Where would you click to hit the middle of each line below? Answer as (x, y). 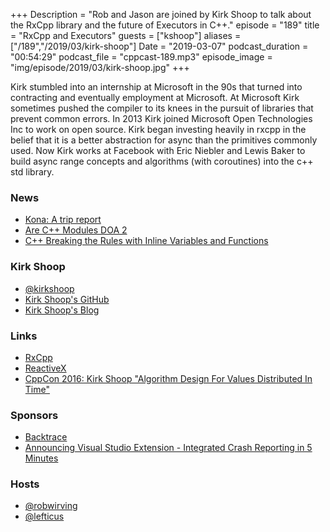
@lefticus (44, 516)
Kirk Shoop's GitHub (67, 299)
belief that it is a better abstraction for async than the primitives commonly (164, 140)
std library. (32, 172)
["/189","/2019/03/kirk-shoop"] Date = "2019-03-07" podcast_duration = (159, 46)
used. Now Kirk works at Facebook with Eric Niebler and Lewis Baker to (158, 150)
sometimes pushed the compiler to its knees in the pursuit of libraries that (162, 108)
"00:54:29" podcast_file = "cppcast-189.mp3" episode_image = (141, 57)
